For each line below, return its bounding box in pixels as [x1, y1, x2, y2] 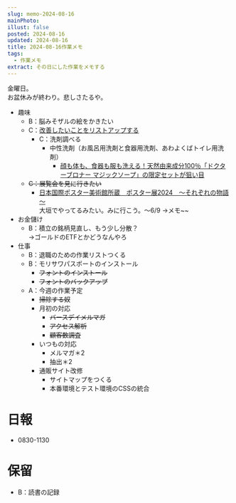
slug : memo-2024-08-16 [7, 10, 75, 18]
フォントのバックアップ [38, 277, 108, 286]
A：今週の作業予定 [28, 286, 83, 294]
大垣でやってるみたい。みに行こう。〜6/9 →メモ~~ [38, 206, 190, 214]
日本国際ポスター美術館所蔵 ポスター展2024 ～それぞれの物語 [38, 188, 230, 197]
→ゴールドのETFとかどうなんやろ [28, 232, 127, 241]
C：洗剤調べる [38, 135, 82, 143]
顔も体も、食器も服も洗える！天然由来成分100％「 [60, 161, 208, 170]
